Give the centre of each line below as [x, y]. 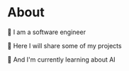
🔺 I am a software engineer [47, 32]
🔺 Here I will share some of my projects [64, 45]
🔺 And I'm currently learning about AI [61, 59]
